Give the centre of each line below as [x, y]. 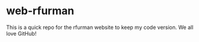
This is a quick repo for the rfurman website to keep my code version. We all [100, 27]
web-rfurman [40, 11]
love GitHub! [21, 33]
